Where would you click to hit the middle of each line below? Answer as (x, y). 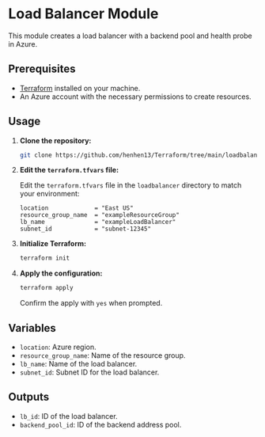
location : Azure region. (58, 347)
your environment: (49, 194)
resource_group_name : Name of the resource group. (102, 355)
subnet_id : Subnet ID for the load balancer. (89, 372)
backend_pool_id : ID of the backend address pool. (100, 424)
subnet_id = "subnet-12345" (85, 229)
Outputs (29, 397)
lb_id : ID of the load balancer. (68, 416)
